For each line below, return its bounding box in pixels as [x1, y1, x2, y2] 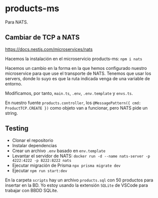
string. [5, 110, 18, 116]
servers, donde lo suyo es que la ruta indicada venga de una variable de [5, 75, 150, 81]
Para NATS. [5, 19, 28, 25]
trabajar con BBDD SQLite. [5, 187, 59, 193]
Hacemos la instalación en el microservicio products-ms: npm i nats [5, 56, 142, 62]
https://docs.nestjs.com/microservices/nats [5, 46, 93, 52]
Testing [5, 124, 29, 132]
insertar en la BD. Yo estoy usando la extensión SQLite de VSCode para [5, 182, 148, 188]
